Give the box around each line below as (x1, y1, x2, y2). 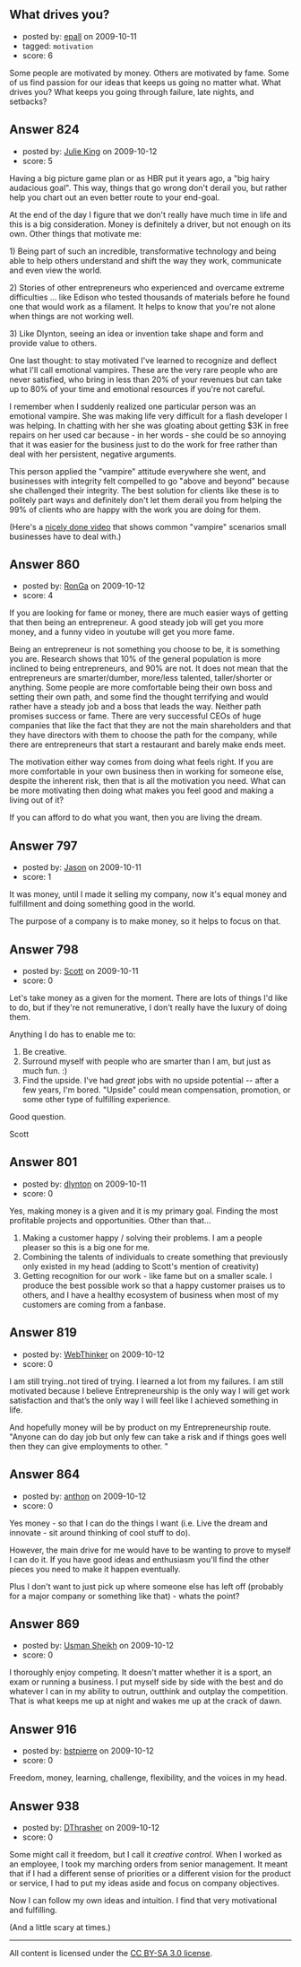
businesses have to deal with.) (9, 531, 122, 542)
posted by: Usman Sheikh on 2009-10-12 (21, 1641, 175, 1651)
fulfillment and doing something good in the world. (9, 899, 195, 910)
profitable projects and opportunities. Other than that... (9, 1214, 211, 1225)
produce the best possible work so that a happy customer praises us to (21, 1280, 286, 1291)
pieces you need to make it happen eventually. (9, 1563, 181, 1574)
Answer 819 (9, 1325, 78, 1340)
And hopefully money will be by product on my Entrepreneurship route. (9, 1422, 271, 1432)
